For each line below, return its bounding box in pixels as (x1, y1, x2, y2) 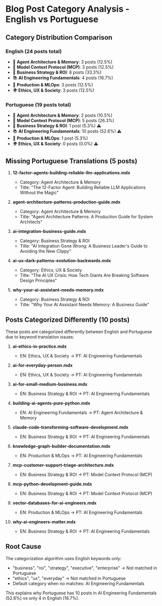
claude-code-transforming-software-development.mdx (12, 424, 128, 430)
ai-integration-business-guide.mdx (12, 228, 87, 234)
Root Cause (5, 543, 42, 551)
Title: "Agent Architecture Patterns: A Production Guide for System (19, 213, 153, 219)
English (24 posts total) (5, 48, 62, 55)
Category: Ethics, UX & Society (19, 267, 82, 273)
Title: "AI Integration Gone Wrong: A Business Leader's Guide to (19, 243, 148, 249)
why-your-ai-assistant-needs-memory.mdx (12, 287, 104, 293)
